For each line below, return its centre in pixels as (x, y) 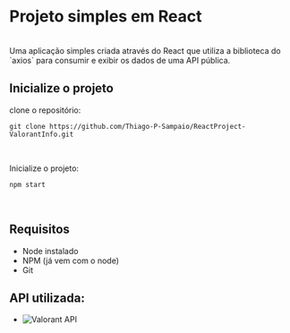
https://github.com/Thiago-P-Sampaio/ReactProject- (147, 126)
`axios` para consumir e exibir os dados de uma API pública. (120, 60)
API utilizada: (47, 298)
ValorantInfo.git (42, 134)
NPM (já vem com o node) (70, 260)
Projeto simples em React (106, 17)
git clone (28, 126)
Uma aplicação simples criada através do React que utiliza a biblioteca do (145, 50)
